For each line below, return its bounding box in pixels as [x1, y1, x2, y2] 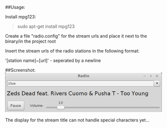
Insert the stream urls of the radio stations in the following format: [5, 48, 140, 54]
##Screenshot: [5, 67, 36, 73]
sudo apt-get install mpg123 [17, 23, 75, 29]
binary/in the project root [5, 38, 56, 44]
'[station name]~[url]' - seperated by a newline [5, 58, 101, 64]
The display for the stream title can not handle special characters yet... [5, 117, 150, 123]
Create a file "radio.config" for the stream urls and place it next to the [5, 33, 148, 39]
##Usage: [5, 4, 26, 10]
